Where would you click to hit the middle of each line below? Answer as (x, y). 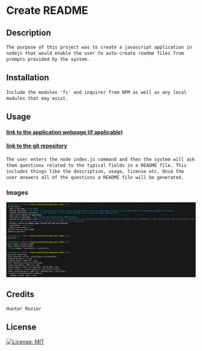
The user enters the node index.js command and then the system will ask (101, 160)
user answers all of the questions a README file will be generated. (95, 178)
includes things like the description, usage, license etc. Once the (95, 172)
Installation (28, 78)
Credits (20, 294)
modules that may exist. (37, 98)
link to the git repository (37, 146)
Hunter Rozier (24, 309)
